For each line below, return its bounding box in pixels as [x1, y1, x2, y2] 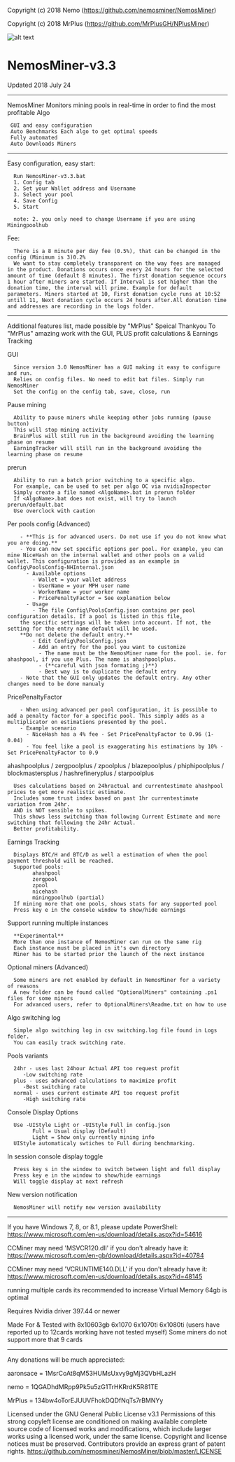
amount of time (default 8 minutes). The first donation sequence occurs [7, 272, 227, 279]
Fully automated [10, 134, 58, 141]
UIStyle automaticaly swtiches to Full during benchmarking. [13, 1140, 196, 1147]
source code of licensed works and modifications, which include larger [7, 1424, 212, 1433]
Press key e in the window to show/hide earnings [13, 1172, 161, 1179]
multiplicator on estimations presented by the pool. [7, 718, 168, 725]
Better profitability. [13, 825, 80, 833]
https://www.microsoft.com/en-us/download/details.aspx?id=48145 [7, 1272, 203, 1280]
